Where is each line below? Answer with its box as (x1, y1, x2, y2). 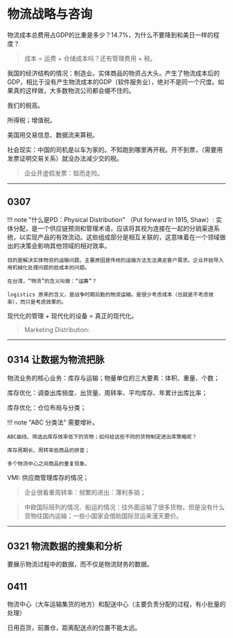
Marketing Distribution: (24, 325, 90, 334)
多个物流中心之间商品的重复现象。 (7, 460, 90, 467)
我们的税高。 (7, 101, 44, 109)
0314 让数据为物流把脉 (7, 354, 105, 366)
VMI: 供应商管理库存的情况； (7, 473, 89, 481)
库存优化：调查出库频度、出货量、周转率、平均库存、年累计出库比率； (7, 388, 208, 397)
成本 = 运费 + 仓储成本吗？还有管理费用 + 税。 (24, 54, 157, 63)
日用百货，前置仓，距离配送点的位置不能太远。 (7, 623, 141, 632)
